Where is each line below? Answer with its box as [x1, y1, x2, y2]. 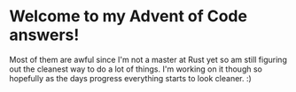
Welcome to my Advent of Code [9, 6, 248, 27]
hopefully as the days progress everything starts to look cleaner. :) [9, 73, 253, 83]
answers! [9, 25, 80, 45]
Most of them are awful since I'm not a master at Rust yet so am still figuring [9, 54, 288, 65]
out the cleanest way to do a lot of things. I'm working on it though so [9, 64, 263, 74]
